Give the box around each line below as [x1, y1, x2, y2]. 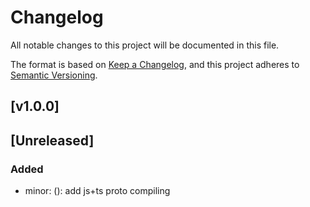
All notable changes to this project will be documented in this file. [10, 39, 280, 51]
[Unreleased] [10, 132, 95, 149]
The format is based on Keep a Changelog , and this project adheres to [10, 58, 300, 70]
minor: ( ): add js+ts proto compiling [24, 185, 171, 197]
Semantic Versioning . [10, 69, 98, 81]
